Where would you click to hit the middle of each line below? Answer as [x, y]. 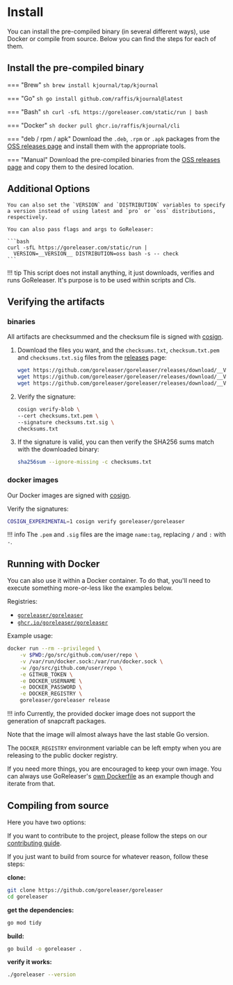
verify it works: [30, 962]
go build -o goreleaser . [45, 949]
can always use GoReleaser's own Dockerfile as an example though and [111, 776]
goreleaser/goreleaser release [65, 700]
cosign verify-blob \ [48, 409]
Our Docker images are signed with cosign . [69, 495]
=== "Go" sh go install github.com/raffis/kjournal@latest [95, 98]
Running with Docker [54, 564]
